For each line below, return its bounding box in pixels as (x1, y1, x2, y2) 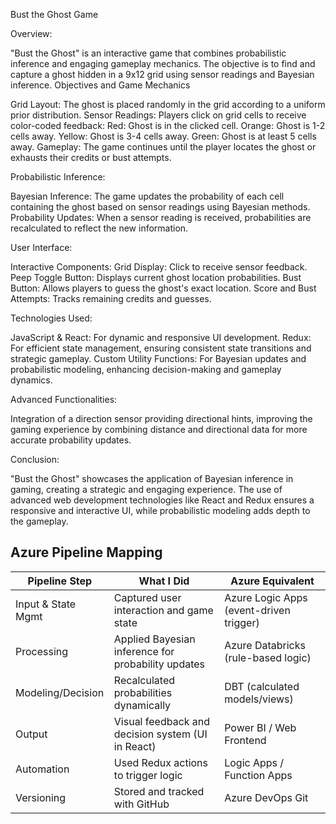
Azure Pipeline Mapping (10, 544, 163, 561)
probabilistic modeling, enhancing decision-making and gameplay (10, 364, 282, 375)
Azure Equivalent (230, 574, 315, 588)
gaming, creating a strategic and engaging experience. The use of (10, 484, 283, 495)
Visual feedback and (113, 714, 211, 728)
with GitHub (113, 797, 170, 811)
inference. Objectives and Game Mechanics (10, 79, 191, 91)
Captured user (113, 590, 182, 604)
